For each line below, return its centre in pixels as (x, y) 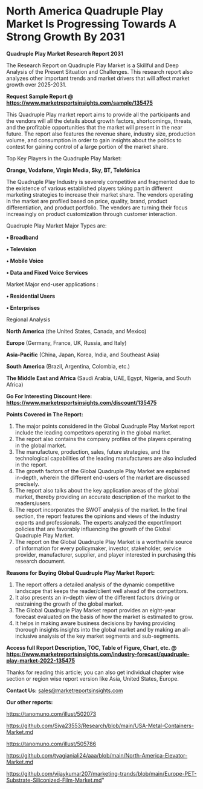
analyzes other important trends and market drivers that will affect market (98, 78)
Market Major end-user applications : (52, 284)
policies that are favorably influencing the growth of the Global (93, 529)
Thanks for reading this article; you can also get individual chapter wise (95, 672)
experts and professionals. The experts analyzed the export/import (98, 522)
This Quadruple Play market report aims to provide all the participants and (98, 114)
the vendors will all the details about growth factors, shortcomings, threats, (100, 121)
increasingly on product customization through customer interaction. (92, 214)
